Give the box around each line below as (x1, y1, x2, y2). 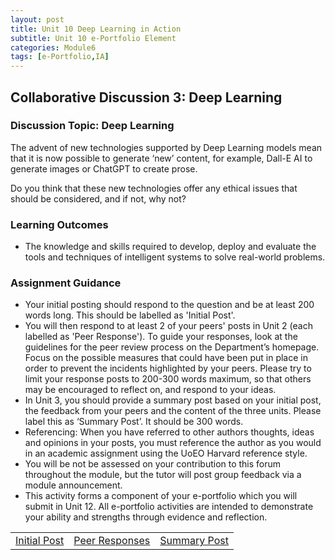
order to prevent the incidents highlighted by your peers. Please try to (24, 362, 312, 375)
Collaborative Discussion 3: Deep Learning (10, 89, 283, 106)
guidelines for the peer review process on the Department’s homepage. (24, 341, 320, 353)
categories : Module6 (10, 42, 97, 53)
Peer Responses (73, 534, 151, 548)
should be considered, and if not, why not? (10, 192, 187, 205)
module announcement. (24, 479, 123, 491)
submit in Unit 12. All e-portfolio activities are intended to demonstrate (24, 501, 314, 513)
